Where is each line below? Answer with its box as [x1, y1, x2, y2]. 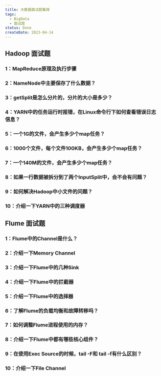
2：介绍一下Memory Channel [5, 249, 76, 256]
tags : [5, 12, 16, 17]
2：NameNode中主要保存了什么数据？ [5, 80, 96, 87]
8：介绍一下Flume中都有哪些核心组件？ [5, 336, 99, 343]
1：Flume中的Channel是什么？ [5, 235, 78, 242]
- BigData [9, 16, 29, 21]
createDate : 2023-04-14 [5, 30, 54, 35]
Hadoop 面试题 [5, 50, 51, 58]
